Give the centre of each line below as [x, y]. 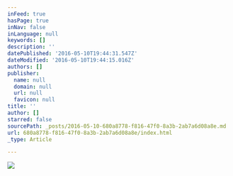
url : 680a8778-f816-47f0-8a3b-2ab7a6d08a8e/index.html [90, 133]
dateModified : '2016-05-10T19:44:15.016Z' [71, 60]
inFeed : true [27, 14]
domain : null [33, 87]
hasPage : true [28, 21]
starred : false [30, 119]
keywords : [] [27, 40]
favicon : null [34, 100]
